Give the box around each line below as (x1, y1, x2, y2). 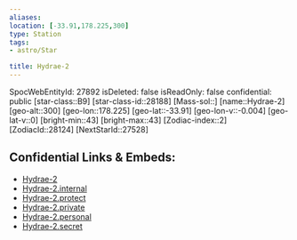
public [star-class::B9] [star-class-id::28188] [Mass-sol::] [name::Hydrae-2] (9, 96, 285, 107)
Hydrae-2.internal (21, 183, 87, 194)
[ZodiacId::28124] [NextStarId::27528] (9, 124, 149, 134)
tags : (9, 37, 29, 47)
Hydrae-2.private (21, 202, 85, 212)
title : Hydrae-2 (9, 62, 69, 71)
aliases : (9, 12, 42, 22)
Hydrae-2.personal (21, 211, 92, 222)
